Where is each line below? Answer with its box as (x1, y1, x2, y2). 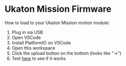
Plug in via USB (11, 29, 43, 35)
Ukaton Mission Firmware (4, 3, 112, 15)
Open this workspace (11, 45, 55, 51)
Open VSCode (11, 34, 41, 40)
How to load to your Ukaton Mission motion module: (4, 20, 110, 26)
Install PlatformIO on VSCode (11, 39, 71, 45)
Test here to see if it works (11, 55, 66, 61)
